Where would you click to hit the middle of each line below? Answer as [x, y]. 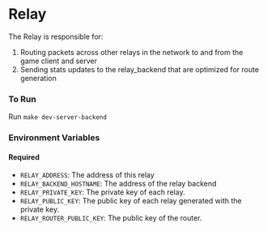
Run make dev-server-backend [58, 117]
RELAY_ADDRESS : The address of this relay [87, 175]
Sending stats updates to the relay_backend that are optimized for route [140, 69]
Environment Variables [54, 138]
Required [24, 157]
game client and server [59, 61]
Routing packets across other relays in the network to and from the [131, 52]
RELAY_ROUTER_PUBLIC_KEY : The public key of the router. [111, 218]
